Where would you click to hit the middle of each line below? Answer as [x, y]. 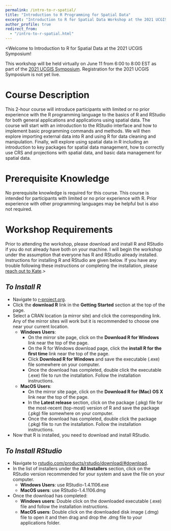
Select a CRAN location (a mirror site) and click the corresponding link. [87, 316]
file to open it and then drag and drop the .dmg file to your [81, 517]
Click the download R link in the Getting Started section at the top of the [89, 305]
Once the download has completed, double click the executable [95, 370]
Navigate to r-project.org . [39, 299]
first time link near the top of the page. [69, 353]
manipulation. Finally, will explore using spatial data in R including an [77, 141]
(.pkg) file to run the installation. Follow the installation [84, 424]
